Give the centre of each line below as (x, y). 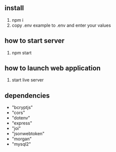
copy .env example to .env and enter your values (61, 25)
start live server (28, 80)
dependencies (27, 95)
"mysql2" (21, 144)
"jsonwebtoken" (28, 134)
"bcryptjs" (22, 108)
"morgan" (22, 139)
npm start (21, 53)
